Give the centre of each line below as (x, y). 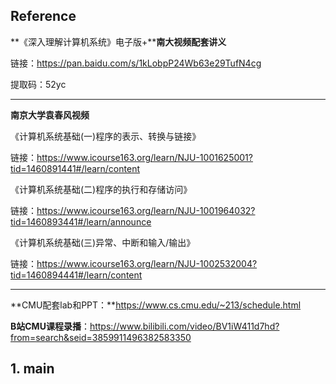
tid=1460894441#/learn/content (76, 275)
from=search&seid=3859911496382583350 (101, 337)
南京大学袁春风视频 (50, 115)
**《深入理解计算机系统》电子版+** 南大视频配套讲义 (118, 41)
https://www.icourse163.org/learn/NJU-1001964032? (146, 210)
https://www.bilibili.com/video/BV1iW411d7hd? (184, 326)
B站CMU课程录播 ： (50, 326)
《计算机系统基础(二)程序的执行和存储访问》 (101, 189)
